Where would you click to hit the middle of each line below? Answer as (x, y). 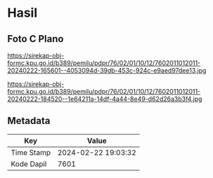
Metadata (29, 121)
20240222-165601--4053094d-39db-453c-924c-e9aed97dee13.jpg (107, 70)
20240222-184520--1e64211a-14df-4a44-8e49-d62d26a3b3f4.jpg (105, 99)
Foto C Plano (35, 39)
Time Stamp (31, 152)
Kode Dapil (29, 164)
